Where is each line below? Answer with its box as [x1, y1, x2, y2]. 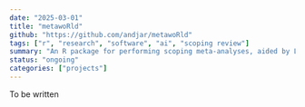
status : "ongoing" [9, 55, 79, 64]
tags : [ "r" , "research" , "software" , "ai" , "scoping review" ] [9, 38, 250, 48]
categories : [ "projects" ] [9, 64, 107, 73]
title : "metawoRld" [9, 22, 84, 31]
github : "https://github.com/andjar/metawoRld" [9, 30, 193, 39]
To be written [9, 88, 59, 100]
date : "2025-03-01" [9, 13, 84, 23]
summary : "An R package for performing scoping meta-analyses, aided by [9, 47, 290, 56]
